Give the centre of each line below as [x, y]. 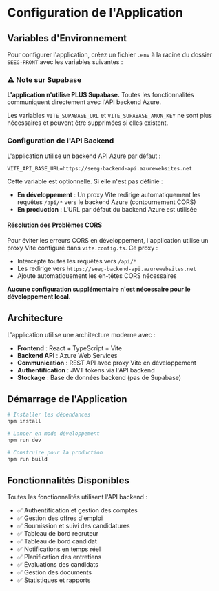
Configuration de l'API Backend [61, 141]
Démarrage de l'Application [67, 399]
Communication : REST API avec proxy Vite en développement [106, 363]
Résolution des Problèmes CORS [54, 225]
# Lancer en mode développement [53, 434]
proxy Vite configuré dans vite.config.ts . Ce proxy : [83, 248]
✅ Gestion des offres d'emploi [60, 518]
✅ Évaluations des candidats [58, 565]
